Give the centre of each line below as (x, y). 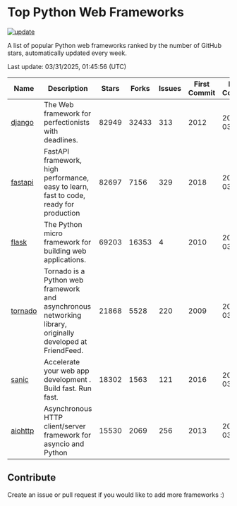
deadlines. (61, 140)
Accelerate (62, 362)
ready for (59, 204)
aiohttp (23, 431)
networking (62, 315)
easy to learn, (66, 186)
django (22, 122)
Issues (170, 88)
